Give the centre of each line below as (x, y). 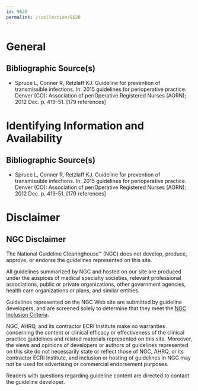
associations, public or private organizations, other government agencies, (96, 284)
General (26, 47)
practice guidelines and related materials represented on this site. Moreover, (99, 339)
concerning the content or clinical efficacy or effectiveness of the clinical (95, 332)
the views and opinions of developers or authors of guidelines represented (97, 345)
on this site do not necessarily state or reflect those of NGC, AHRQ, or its (95, 351)
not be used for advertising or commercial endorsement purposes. (87, 364)
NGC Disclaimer (36, 239)
